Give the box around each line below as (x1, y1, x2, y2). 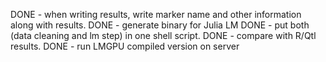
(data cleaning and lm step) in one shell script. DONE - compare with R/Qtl (10, 30, 317, 41)
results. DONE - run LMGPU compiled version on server (10, 40, 240, 52)
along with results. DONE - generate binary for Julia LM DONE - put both (10, 19, 310, 31)
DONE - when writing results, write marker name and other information (10, 9, 302, 20)
